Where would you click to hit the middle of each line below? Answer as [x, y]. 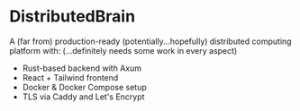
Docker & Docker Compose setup [84, 87]
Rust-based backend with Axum [82, 68]
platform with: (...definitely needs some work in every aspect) [123, 50]
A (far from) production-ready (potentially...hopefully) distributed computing [150, 41]
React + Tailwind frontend [70, 77]
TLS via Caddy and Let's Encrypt [83, 97]
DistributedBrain [73, 17]
